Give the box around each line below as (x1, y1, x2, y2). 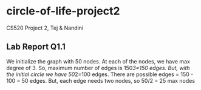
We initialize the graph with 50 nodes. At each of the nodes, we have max (6, 57, 190, 65)
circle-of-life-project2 (6, 4, 120, 18)
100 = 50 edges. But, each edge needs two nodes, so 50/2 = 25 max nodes (6, 77, 196, 84)
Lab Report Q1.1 (6, 42, 66, 52)
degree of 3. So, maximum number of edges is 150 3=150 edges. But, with (6, 64, 190, 71)
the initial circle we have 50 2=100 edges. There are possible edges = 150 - (6, 71, 194, 78)
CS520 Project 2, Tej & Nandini (6, 24, 84, 31)
